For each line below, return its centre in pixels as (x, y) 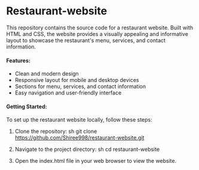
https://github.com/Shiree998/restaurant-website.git (79, 138)
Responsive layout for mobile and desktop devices (77, 80)
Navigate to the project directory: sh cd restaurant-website (87, 149)
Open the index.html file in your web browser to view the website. (96, 161)
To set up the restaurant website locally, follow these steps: (79, 120)
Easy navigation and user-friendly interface (68, 93)
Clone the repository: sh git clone (56, 131)
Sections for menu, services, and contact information (80, 86)
